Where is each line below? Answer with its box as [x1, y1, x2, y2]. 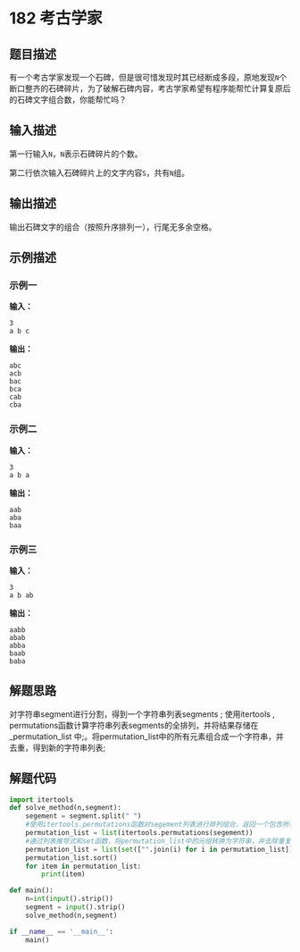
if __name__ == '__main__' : [9, 927, 114, 936]
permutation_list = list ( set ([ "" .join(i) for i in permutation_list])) [25, 845, 297, 854]
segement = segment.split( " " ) [25, 812, 142, 821]
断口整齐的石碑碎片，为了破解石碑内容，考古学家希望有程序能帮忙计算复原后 [9, 83, 291, 94]
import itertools [9, 795, 74, 805]
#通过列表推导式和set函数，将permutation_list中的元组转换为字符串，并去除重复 [25, 837, 292, 846]
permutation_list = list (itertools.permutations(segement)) [25, 829, 254, 838]
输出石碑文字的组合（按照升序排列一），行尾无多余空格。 [9, 221, 217, 232]
